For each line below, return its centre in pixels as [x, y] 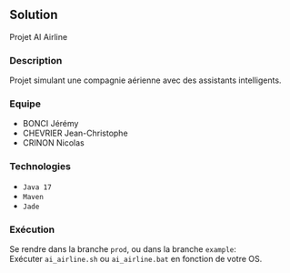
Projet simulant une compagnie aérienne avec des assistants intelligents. [145, 80]
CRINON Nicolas [53, 143]
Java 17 [37, 187]
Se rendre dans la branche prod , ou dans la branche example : [123, 249]
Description [36, 60]
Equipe [25, 104]
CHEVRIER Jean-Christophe [75, 133]
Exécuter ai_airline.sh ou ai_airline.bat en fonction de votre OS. [136, 259]
